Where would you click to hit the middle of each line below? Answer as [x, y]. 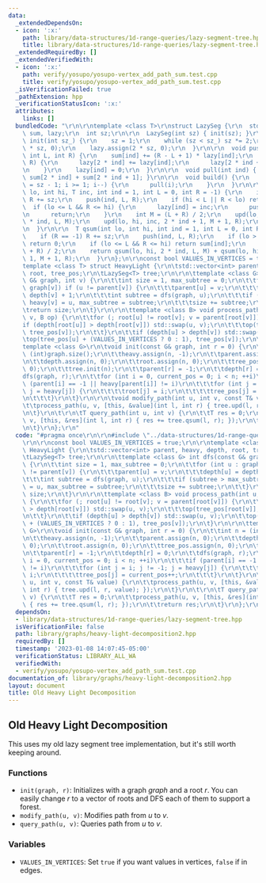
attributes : [35, 112]
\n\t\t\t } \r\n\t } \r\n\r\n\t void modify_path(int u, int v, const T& [138, 398]
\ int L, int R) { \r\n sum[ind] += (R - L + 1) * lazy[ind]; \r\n [138, 155]
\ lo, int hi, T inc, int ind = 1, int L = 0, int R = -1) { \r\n [133, 192]
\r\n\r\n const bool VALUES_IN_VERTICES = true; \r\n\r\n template [131, 443]
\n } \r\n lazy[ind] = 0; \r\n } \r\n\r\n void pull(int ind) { [140, 170]
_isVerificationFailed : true [63, 89]
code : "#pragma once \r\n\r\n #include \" [83, 435]
